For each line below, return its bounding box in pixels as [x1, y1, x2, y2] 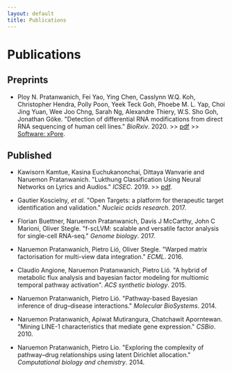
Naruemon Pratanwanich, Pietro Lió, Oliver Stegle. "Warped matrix [17, 245, 208, 254]
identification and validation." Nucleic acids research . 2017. [17, 204, 187, 212]
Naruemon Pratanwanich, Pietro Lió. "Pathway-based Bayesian [17, 295, 198, 303]
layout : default [7, 10, 54, 17]
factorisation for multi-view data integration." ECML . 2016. [17, 253, 183, 261]
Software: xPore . [17, 129, 66, 138]
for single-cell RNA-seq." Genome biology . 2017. [17, 232, 156, 240]
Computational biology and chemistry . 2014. [17, 358, 145, 367]
